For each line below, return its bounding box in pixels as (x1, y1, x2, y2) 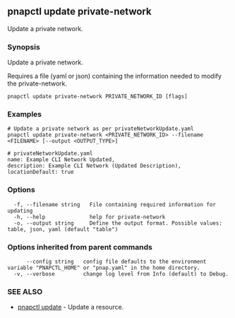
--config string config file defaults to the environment (25, 258, 207, 265)
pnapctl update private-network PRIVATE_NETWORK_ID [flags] (7, 93, 188, 100)
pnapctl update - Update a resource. (17, 303, 124, 312)
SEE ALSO (7, 286, 43, 296)
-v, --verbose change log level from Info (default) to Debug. (13, 271, 229, 278)
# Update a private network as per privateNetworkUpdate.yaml (7, 125, 194, 133)
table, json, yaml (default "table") (7, 225, 119, 232)
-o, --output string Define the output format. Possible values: (13, 219, 222, 227)
